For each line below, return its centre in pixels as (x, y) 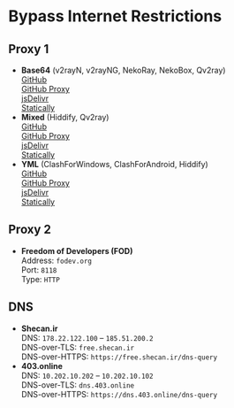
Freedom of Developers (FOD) (77, 250)
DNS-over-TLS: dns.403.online (78, 385)
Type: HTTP (41, 279)
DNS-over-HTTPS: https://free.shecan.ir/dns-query (119, 357)
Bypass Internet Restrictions (115, 16)
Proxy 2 (30, 230)
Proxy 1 (29, 49)
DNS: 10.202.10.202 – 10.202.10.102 (87, 375)
